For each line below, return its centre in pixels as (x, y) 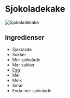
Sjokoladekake (35, 9)
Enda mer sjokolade (32, 90)
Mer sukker (23, 65)
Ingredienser (25, 38)
